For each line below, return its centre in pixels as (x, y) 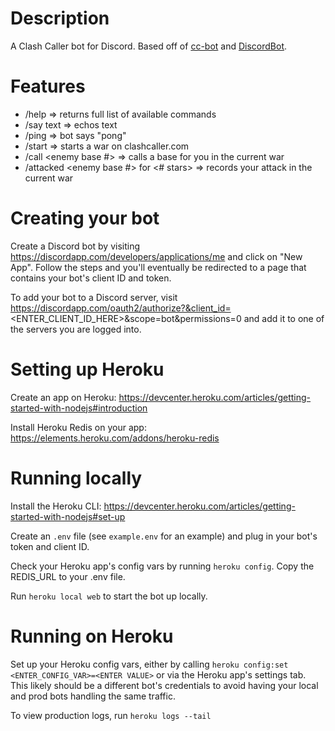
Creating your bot (85, 218)
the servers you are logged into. (76, 329)
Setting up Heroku (87, 369)
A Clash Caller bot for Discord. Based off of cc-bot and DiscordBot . (149, 46)
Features (48, 86)
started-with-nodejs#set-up (68, 516)
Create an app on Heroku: (63, 397)
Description (60, 18)
